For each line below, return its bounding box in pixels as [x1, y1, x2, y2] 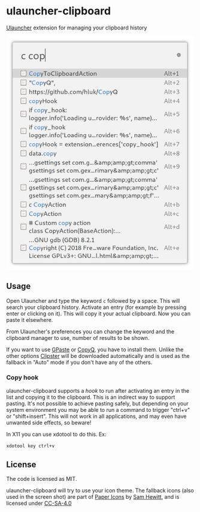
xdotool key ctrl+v [6, 442, 55, 449]
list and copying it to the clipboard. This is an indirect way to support [6, 393, 175, 400]
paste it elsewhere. [6, 316, 53, 323]
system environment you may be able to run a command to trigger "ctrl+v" [6, 406, 190, 413]
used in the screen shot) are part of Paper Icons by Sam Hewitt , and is [6, 493, 180, 501]
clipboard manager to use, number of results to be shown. [6, 334, 150, 341]
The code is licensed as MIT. [6, 475, 77, 483]
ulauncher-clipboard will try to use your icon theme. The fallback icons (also [6, 487, 195, 494]
